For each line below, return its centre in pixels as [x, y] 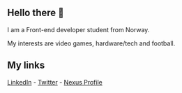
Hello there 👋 [36, 13]
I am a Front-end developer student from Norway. [78, 29]
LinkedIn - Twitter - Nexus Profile [55, 82]
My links [26, 65]
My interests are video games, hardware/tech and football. [91, 43]
